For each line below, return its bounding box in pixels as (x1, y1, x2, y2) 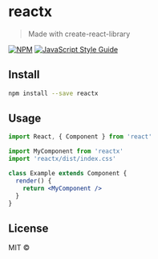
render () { (15, 176, 52, 185)
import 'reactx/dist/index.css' (8, 155, 116, 163)
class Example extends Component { (8, 170, 128, 178)
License (8, 221, 49, 235)
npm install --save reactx (8, 89, 99, 97)
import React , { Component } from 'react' (8, 133, 152, 141)
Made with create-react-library (27, 29, 131, 39)
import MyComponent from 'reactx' (8, 147, 124, 155)
